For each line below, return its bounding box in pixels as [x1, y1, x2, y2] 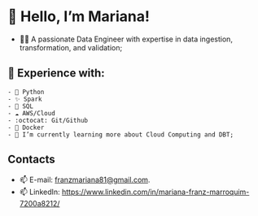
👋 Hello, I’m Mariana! [7, 7, 150, 26]
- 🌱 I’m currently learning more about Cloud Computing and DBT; [7, 130, 234, 139]
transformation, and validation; [19, 42, 123, 52]
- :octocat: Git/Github [7, 116, 89, 124]
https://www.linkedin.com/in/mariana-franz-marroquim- [61, 187, 250, 197]
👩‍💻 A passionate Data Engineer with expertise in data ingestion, [19, 34, 234, 44]
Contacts [7, 153, 56, 166]
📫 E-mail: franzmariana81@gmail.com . [19, 175, 151, 184]
